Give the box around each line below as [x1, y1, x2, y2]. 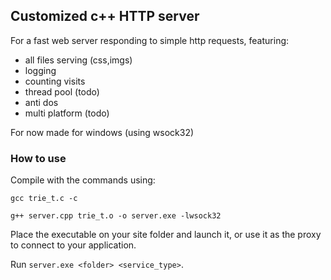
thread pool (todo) [24, 85, 100, 98]
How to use [10, 151, 67, 165]
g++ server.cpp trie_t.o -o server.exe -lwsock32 [10, 211, 222, 221]
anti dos [24, 96, 59, 108]
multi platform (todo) [24, 107, 110, 119]
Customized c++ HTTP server [10, 8, 200, 25]
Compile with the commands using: [10, 174, 156, 186]
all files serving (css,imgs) [24, 54, 133, 66]
